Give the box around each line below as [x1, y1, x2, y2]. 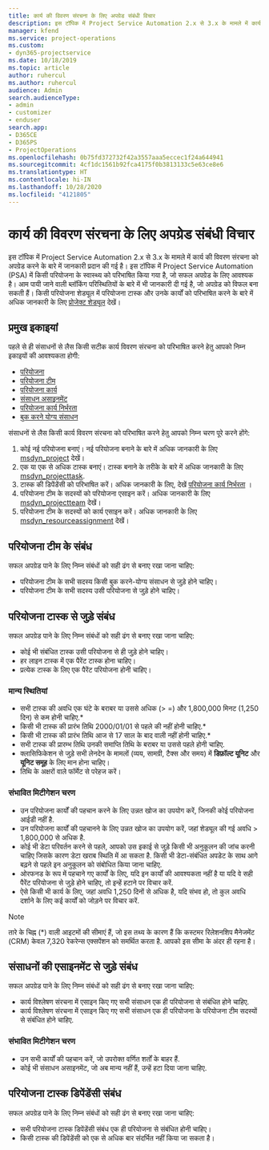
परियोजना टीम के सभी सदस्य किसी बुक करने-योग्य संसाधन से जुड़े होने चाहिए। [19, 577, 218, 587]
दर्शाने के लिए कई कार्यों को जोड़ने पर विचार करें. [19, 895, 140, 906]
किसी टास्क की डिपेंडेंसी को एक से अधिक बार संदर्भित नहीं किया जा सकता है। [19, 1133, 215, 1143]
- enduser [8, 116, 42, 124]
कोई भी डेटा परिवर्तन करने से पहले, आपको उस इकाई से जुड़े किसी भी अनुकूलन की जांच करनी [19, 841, 255, 851]
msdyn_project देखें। [19, 454, 86, 463]
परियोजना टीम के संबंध [8, 539, 92, 553]
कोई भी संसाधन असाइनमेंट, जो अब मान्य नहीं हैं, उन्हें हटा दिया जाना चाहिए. [19, 1063, 207, 1072]
